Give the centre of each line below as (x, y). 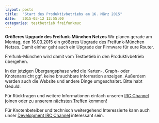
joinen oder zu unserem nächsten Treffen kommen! (56, 101)
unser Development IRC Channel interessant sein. (55, 115)
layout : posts (19, 9)
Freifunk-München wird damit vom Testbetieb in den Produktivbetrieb (75, 57)
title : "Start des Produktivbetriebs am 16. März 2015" (64, 14)
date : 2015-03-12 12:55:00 (34, 18)
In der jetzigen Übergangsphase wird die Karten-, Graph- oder (67, 71)
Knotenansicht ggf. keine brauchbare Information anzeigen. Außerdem (75, 76)
